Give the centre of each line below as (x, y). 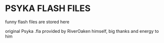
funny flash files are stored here (37, 22)
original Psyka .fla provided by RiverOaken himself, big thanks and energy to (82, 31)
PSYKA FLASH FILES (48, 8)
